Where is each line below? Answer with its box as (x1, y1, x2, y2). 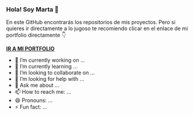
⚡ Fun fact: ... (14, 103, 47, 111)
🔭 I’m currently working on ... (14, 57, 85, 64)
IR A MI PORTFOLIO (6, 45, 55, 52)
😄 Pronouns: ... (14, 97, 53, 104)
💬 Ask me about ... (14, 82, 60, 89)
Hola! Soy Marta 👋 (6, 5, 59, 14)
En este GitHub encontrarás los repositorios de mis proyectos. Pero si (6, 19, 176, 26)
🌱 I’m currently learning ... (14, 63, 78, 70)
